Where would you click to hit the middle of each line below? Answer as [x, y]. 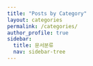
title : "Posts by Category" [47, 13]
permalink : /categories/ [42, 26]
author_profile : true [38, 33]
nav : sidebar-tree [40, 52]
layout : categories [35, 20]
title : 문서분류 [34, 45]
